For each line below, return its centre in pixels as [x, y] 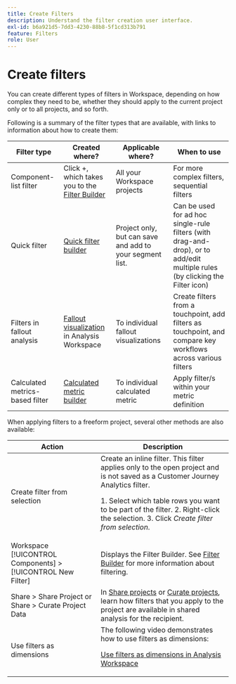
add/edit [187, 259]
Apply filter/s [194, 378]
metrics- [26, 392]
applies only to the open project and [160, 467]
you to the [80, 186]
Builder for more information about [158, 563]
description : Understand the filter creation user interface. [100, 20]
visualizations [138, 340]
